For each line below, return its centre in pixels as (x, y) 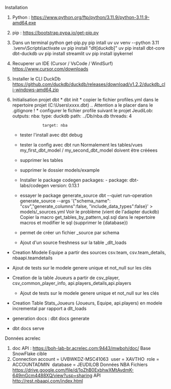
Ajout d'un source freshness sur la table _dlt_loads (73, 242)
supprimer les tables (41, 160)
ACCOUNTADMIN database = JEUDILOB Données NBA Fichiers (80, 364)
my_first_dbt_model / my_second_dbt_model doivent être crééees (89, 150)
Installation (16, 7)
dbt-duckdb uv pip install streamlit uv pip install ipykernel (72, 54)
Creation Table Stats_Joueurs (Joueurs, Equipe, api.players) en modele (87, 303)
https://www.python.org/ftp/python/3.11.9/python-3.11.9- (90, 17)
